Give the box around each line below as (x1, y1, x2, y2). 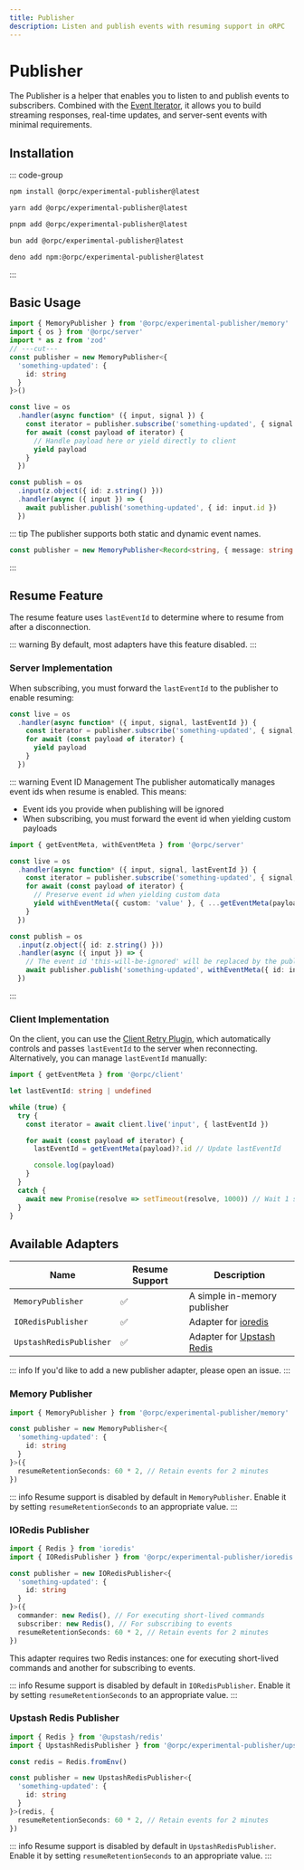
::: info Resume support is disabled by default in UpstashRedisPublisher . (9, 1840, 277, 1851)
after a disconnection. (9, 622, 91, 633)
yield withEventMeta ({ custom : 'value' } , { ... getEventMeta (33, 899, 270, 908)
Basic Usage (9, 295, 81, 310)
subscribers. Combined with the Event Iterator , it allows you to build (9, 100, 261, 111)
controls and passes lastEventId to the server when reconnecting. (9, 1043, 258, 1054)
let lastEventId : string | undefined (9, 1087, 152, 1096)
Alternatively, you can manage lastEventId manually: (9, 1053, 208, 1064)
